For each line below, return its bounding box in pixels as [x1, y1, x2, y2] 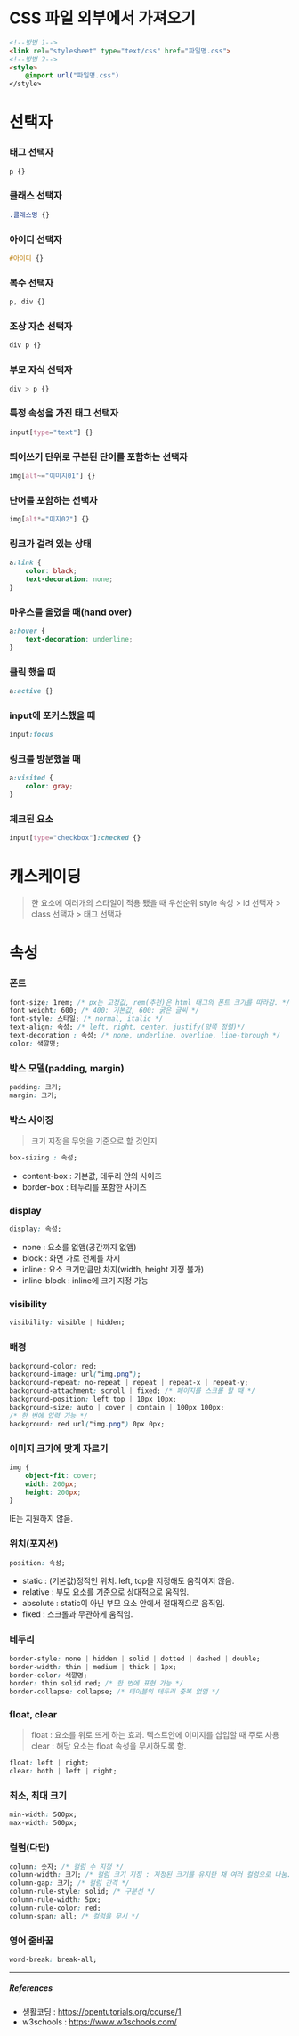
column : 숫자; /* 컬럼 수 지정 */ [9, 1862, 125, 1871]
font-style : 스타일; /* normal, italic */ [9, 1014, 164, 1023]
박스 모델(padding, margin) [9, 1062, 125, 1074]
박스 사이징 [9, 1113, 54, 1126]
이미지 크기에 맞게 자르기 [9, 1442, 109, 1455]
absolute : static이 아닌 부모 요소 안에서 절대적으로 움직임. [21, 1598, 225, 1609]
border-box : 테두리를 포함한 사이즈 [21, 1181, 147, 1192]
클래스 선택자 [9, 190, 62, 202]
